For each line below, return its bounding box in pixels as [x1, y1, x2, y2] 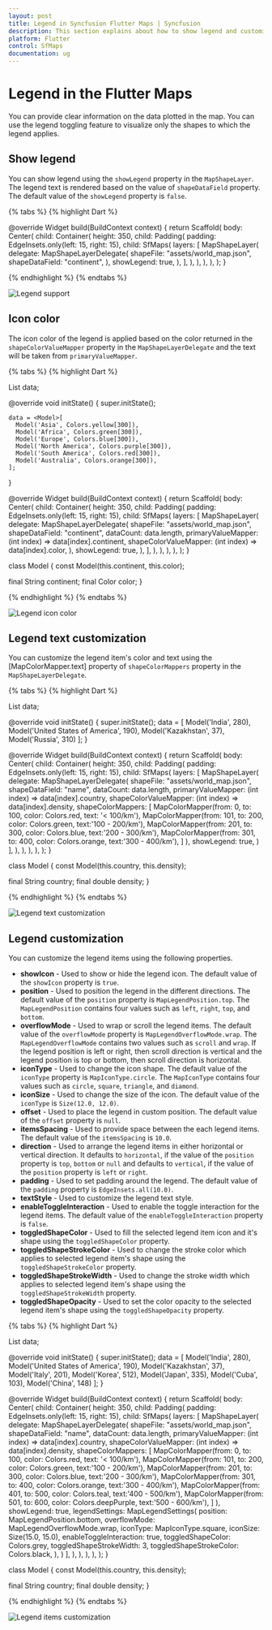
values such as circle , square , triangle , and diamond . [19, 1081, 199, 1091]
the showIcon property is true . [19, 977, 120, 987]
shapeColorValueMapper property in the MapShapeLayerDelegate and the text [8, 342, 257, 351]
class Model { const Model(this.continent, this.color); [8, 561, 185, 571]
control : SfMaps [8, 42, 63, 50]
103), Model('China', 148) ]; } [8, 1378, 104, 1388]
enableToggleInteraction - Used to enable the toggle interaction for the [19, 1202, 260, 1212]
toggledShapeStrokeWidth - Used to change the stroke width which [19, 1271, 250, 1281]
